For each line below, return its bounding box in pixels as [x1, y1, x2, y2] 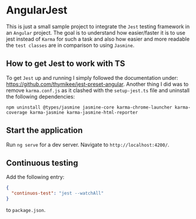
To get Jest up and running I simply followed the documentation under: [6, 74, 178, 81]
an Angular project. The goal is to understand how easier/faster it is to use [6, 29, 185, 36]
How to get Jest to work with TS [6, 59, 125, 69]
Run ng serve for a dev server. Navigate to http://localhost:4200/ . [6, 141, 170, 148]
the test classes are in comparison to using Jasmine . [6, 42, 135, 49]
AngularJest [6, 4, 68, 17]
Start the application [6, 126, 83, 136]
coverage [6, 109, 28, 115]
